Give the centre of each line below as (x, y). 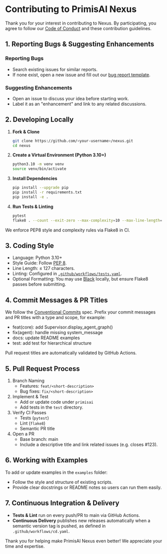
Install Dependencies (35, 178)
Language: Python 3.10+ (37, 258)
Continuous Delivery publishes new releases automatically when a (81, 520)
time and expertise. (25, 546)
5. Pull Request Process (43, 368)
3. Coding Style (29, 246)
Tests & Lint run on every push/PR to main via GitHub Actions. (76, 515)
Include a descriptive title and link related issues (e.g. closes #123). (89, 445)
